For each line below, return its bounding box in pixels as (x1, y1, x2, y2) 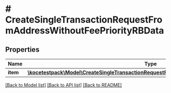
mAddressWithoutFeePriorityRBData (5, 25, 164, 36)
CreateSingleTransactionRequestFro (5, 14, 163, 26)
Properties (5, 45, 40, 54)
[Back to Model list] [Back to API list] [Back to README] (5, 82, 122, 88)
